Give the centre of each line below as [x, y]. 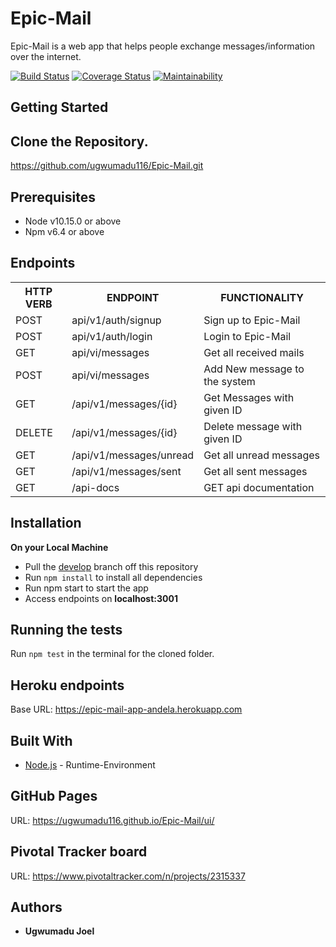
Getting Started [59, 107]
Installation [46, 523]
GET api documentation [259, 487]
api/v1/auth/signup [116, 320]
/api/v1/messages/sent [126, 471]
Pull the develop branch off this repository [111, 566]
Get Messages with [249, 397]
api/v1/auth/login [112, 336]
